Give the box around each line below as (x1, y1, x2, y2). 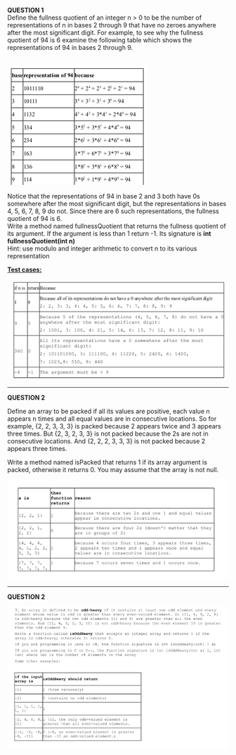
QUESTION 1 (7, 6, 44, 14)
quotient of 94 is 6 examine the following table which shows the (7, 36, 192, 44)
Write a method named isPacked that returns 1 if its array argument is (7, 458, 207, 467)
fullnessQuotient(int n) (7, 237, 76, 245)
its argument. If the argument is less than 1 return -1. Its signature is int (7, 229, 211, 238)
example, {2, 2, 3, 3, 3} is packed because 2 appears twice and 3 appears (7, 422, 221, 431)
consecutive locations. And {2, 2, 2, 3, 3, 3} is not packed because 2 (7, 437, 206, 445)
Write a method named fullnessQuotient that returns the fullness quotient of (7, 222, 226, 230)
